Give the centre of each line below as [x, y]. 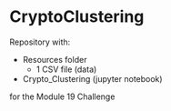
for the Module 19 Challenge [62, 96]
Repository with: [40, 42]
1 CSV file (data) [66, 69]
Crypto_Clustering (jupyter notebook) [92, 78]
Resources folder [55, 59]
